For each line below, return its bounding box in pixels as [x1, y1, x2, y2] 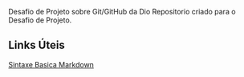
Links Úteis [8, 38, 66, 52]
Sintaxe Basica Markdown [8, 59, 95, 69]
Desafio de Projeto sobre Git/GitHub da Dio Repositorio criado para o [8, 7, 236, 16]
